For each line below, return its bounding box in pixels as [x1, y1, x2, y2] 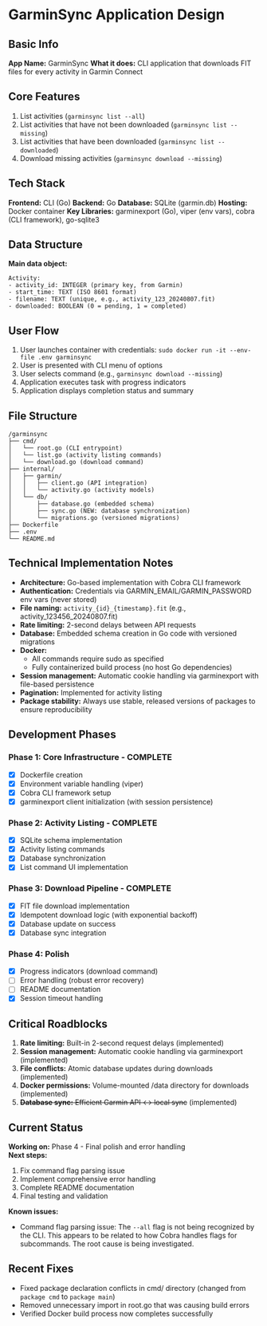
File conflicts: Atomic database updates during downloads [19, 1064, 214, 1073]
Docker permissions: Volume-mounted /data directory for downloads [19, 1080, 249, 1090]
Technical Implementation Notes [8, 557, 174, 570]
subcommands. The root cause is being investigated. [19, 1239, 194, 1249]
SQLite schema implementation [19, 836, 123, 845]
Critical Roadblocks [8, 1017, 108, 1030]
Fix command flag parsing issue [19, 1166, 125, 1175]
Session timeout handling [19, 994, 104, 1003]
